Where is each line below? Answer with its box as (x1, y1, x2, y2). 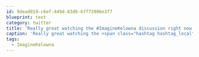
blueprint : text (6, 14, 46, 20)
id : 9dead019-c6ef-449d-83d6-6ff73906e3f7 (6, 8, 113, 15)
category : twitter (6, 20, 52, 26)
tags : (6, 36, 20, 42)
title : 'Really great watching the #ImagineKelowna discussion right (6, 25, 182, 31)
